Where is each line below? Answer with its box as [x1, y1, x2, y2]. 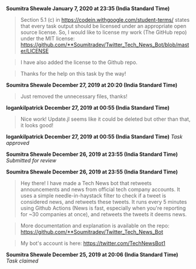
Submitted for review [6, 157, 57, 164]
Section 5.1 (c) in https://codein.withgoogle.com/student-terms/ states [20, 16, 190, 23]
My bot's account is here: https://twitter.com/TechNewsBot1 [20, 240, 166, 247]
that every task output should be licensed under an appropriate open [20, 23, 187, 29]
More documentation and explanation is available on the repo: [20, 222, 170, 229]
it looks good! [20, 122, 54, 128]
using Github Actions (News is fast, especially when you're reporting [20, 205, 186, 212]
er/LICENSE [20, 47, 49, 55]
